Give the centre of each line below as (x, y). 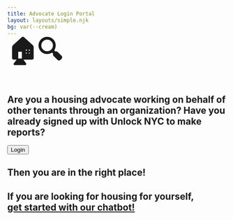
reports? (26, 132)
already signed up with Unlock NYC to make (105, 121)
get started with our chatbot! (71, 207)
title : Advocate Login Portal (51, 14)
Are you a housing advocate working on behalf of (116, 100)
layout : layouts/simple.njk (48, 20)
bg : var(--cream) (32, 27)
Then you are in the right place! (77, 173)
